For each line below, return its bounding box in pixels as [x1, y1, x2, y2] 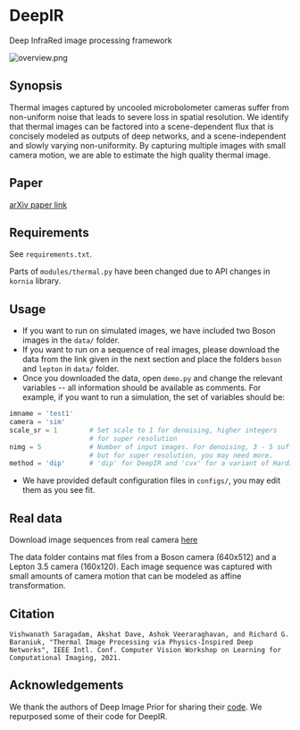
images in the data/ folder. [21, 335, 121, 345]
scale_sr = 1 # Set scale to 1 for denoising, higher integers [9, 426, 278, 435]
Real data [9, 511, 62, 526]
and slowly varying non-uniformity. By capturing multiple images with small [9, 140, 286, 150]
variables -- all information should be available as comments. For [21, 382, 262, 394]
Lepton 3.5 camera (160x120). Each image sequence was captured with [9, 561, 272, 573]
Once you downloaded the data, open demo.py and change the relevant [21, 373, 283, 384]
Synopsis [9, 78, 62, 94]
